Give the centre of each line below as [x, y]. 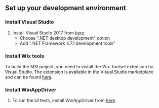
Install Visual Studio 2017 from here [48, 33]
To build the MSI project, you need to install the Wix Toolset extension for [79, 66]
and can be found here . [29, 77]
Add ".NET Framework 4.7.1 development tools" [67, 43]
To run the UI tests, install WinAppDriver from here [63, 101]
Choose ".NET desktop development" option [65, 38]
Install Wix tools [25, 56]
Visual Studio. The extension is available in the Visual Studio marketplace [79, 72]
